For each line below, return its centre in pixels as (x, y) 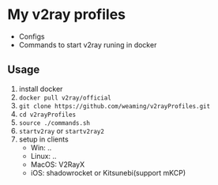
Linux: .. (43, 156)
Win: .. (41, 147)
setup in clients (43, 139)
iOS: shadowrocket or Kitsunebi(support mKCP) (108, 172)
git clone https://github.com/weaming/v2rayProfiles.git (115, 106)
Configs (32, 36)
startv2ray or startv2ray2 (61, 130)
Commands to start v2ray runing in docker (88, 44)
